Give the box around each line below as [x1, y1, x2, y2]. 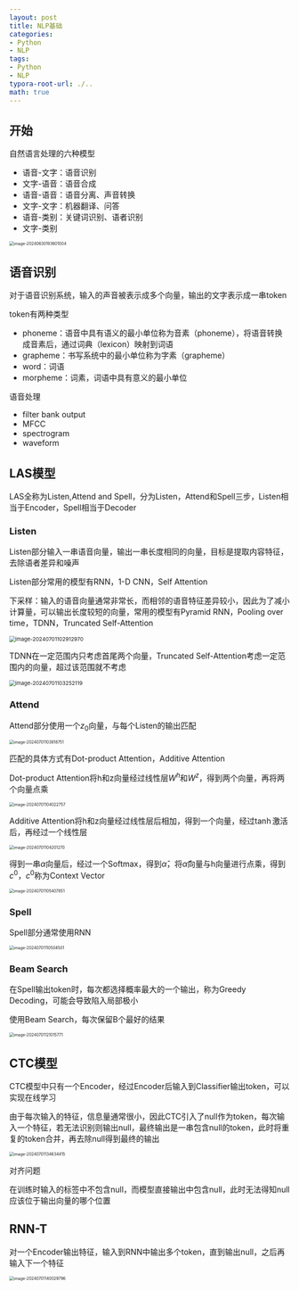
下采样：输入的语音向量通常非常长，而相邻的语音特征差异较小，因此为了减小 [9, 595, 290, 607]
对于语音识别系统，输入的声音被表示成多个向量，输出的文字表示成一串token [9, 290, 287, 301]
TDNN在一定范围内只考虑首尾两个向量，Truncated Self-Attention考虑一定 [9, 650, 279, 661]
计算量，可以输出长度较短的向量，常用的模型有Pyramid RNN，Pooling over [9, 607, 284, 617]
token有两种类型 [9, 309, 69, 319]
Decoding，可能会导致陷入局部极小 [9, 996, 139, 1006]
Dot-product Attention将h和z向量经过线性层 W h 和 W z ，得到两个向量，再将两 [9, 771, 286, 783]
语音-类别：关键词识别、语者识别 [21, 211, 144, 223]
